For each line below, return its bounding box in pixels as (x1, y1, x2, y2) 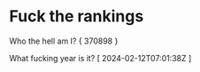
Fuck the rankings (9, 6, 144, 27)
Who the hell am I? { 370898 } (9, 36, 119, 46)
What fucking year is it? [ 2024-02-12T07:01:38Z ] (9, 52, 192, 63)
